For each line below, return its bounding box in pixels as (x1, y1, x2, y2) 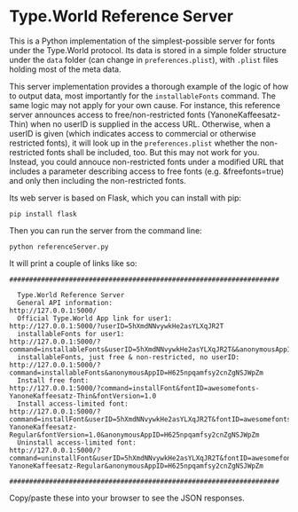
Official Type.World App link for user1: (17, 313, 173, 323)
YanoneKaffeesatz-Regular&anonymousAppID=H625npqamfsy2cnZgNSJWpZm (9, 461, 264, 470)
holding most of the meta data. (9, 64, 122, 75)
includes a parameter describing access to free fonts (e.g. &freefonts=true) (9, 166, 285, 177)
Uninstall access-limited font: (17, 437, 137, 447)
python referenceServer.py (9, 242, 109, 251)
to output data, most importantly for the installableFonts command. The (9, 91, 277, 101)
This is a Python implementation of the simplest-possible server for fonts (9, 35, 276, 46)
